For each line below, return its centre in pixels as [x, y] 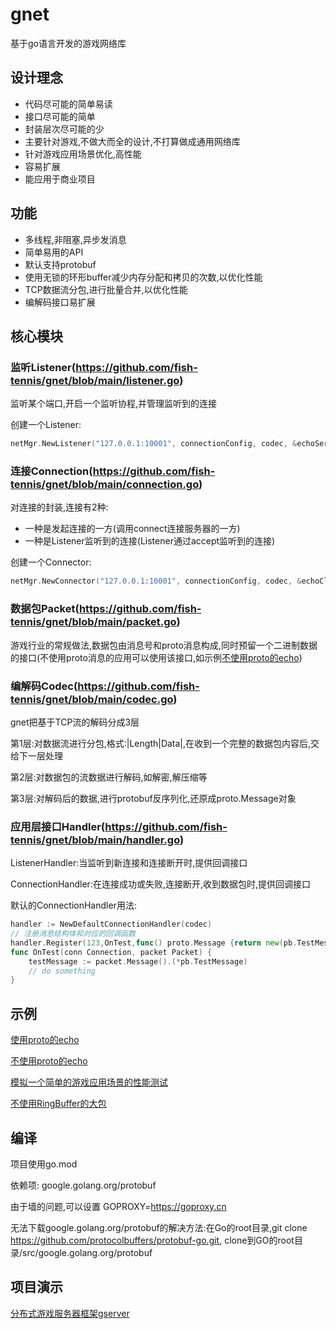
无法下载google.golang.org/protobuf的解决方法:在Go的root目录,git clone [159, 1227]
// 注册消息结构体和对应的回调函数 [73, 934]
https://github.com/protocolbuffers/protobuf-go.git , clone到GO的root [152, 1240]
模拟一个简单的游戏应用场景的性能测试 [89, 1082]
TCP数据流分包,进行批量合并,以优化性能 [106, 289]
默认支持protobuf [60, 264]
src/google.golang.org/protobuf [87, 1252]
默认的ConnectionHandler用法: [73, 905]
